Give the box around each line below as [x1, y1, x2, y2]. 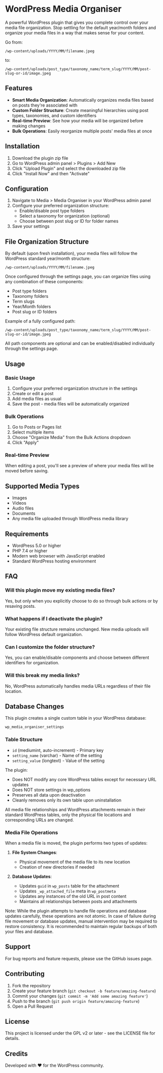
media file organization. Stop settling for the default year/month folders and [5, 24, 156, 30]
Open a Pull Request [12, 1003, 54, 1009]
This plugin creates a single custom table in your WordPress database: [5, 715, 146, 721]
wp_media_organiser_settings [5, 725, 64, 729]
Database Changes [5, 702, 64, 711]
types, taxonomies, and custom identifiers [12, 112, 96, 118]
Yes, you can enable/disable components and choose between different [5, 655, 149, 660]
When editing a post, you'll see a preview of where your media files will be [5, 463, 154, 469]
